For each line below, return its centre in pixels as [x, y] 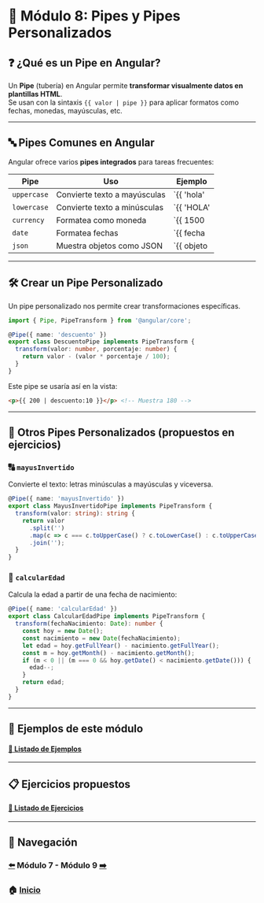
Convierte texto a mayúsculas [111, 194]
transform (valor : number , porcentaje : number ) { [96, 350]
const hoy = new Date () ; [63, 631]
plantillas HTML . [35, 94]
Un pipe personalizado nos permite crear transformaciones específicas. [125, 305]
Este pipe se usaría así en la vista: [63, 386]
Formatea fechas [88, 233]
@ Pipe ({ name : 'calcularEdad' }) [63, 609]
